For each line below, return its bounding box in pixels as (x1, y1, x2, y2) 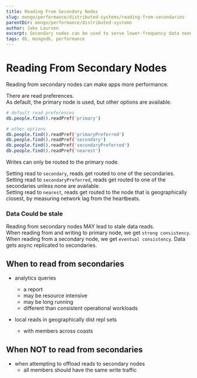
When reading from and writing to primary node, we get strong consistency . (6, 229, 191, 236)
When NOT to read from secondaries (6, 344, 143, 354)
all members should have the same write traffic (23, 366, 137, 373)
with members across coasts (23, 327, 93, 334)
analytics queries (14, 274, 56, 281)
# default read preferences (6, 110, 75, 115)
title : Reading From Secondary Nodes (6, 8, 98, 15)
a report (23, 286, 43, 293)
